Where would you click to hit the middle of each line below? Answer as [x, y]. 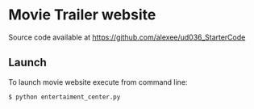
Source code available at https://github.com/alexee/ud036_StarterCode [127, 37]
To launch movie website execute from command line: [98, 82]
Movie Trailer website [82, 15]
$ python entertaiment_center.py [65, 97]
